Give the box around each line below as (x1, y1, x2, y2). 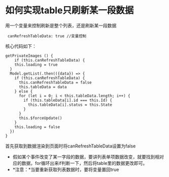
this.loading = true (14, 62, 58, 67)
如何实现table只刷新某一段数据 (5, 5, 134, 16)
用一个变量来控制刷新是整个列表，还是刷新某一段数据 (5, 22, 117, 28)
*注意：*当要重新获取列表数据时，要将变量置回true (12, 166, 119, 172)
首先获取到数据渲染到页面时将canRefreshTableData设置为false (5, 143, 136, 149)
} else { (14, 88, 33, 94)
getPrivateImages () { (5, 53, 53, 58)
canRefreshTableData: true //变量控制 (7, 34, 87, 39)
